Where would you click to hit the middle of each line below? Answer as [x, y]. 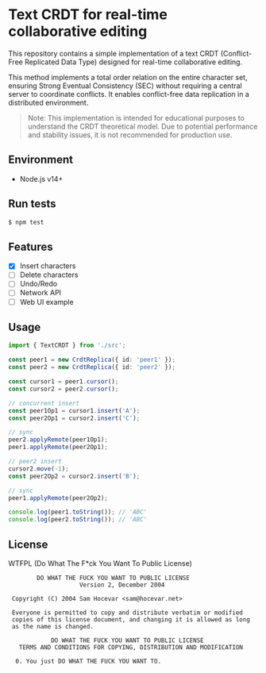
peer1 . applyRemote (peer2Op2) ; [58, 498]
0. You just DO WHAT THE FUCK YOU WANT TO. [88, 661]
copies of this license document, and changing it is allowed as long [131, 619]
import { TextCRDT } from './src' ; [67, 346]
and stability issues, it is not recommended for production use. [130, 135]
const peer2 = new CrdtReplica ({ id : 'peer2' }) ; [92, 367]
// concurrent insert [44, 403]
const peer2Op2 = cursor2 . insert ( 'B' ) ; [74, 476]
